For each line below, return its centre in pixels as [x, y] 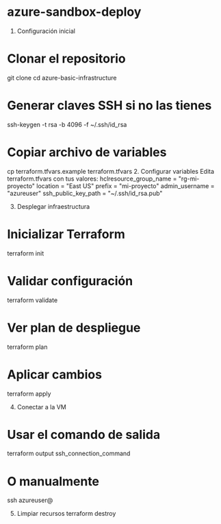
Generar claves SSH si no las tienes [109, 105]
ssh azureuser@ [30, 500]
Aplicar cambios [55, 374]
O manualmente [53, 481]
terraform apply [29, 394]
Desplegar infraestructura [53, 206]
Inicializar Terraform [66, 234]
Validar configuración [70, 281]
